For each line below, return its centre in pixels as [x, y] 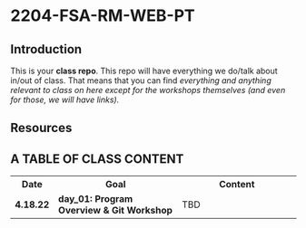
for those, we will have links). [65, 100]
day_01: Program [96, 199]
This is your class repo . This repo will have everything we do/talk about [144, 71]
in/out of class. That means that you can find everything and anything [141, 81]
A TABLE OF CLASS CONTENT [97, 159]
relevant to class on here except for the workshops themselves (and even [148, 90]
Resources [41, 128]
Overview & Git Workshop [116, 211]
